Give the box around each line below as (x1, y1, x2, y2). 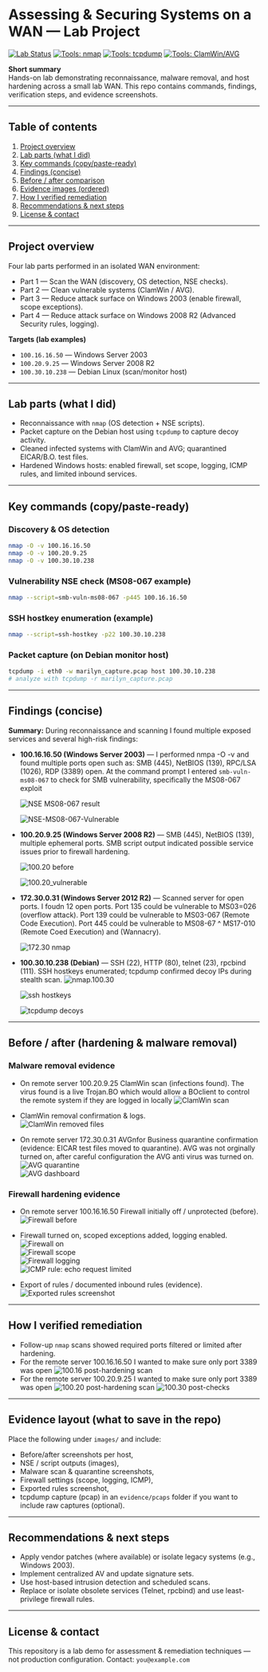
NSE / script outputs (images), (19, 1458, 120, 1468)
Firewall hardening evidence (8, 1188, 121, 1199)
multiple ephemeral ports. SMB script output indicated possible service (19, 838, 254, 848)
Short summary (8, 64, 61, 73)
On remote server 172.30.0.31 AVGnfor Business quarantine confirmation (19, 1135, 258, 1144)
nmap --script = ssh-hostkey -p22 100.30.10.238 (8, 631, 166, 639)
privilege (19, 1595, 49, 1604)
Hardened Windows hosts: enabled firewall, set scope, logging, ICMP (19, 461, 248, 470)
